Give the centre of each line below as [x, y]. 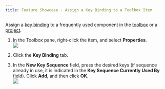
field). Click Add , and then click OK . [50, 76]
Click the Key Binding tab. [40, 55]
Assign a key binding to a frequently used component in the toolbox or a [81, 25]
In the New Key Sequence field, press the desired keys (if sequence [85, 65]
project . [14, 30]
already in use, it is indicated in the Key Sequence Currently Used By [86, 70]
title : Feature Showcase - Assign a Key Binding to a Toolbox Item [79, 10]
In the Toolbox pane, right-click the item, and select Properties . [80, 40]
